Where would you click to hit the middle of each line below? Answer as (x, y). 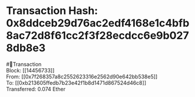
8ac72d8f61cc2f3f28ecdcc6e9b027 (98, 36)
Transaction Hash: (52, 11)
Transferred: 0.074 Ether (36, 89)
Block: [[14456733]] (30, 70)
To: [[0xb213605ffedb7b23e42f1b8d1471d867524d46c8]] (76, 82)
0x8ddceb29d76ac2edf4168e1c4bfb (98, 23)
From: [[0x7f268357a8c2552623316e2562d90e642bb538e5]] (82, 77)
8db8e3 (26, 48)
